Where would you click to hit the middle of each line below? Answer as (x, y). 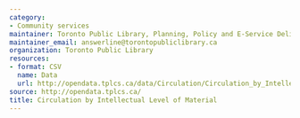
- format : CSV (36, 67)
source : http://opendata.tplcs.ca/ (75, 91)
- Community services (50, 26)
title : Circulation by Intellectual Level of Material (113, 100)
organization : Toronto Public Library (81, 51)
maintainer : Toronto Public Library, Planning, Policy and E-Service (142, 34)
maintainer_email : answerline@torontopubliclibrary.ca (113, 42)
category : (28, 17)
